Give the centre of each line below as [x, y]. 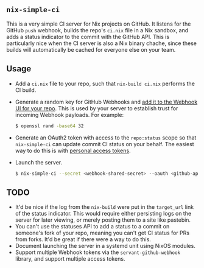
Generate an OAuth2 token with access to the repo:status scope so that [106, 138]
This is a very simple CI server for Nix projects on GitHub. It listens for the [99, 24]
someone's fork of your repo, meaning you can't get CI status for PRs [102, 233]
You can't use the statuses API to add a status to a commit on [92, 227]
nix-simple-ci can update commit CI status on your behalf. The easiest [104, 144]
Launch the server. [39, 162]
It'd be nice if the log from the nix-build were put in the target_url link [104, 207]
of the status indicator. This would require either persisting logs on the [103, 214]
